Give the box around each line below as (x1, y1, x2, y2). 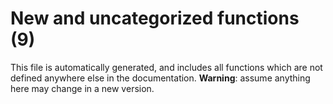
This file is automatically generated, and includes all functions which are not (10, 61, 323, 73)
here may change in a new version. (10, 82, 155, 94)
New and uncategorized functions (10, 7, 300, 30)
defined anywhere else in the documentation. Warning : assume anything (10, 72, 311, 84)
